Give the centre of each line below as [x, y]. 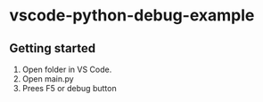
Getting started [53, 48]
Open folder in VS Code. [67, 69]
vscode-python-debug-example [132, 16]
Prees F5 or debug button [70, 88]
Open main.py [48, 79]
